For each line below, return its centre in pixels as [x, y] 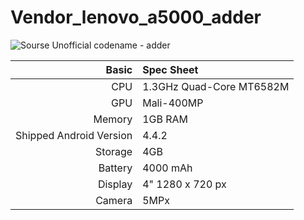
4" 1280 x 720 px [184, 184]
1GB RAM [165, 119]
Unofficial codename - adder [111, 45]
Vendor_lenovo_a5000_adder [136, 17]
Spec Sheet [170, 69]
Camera [114, 200]
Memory [113, 119]
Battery [115, 168]
